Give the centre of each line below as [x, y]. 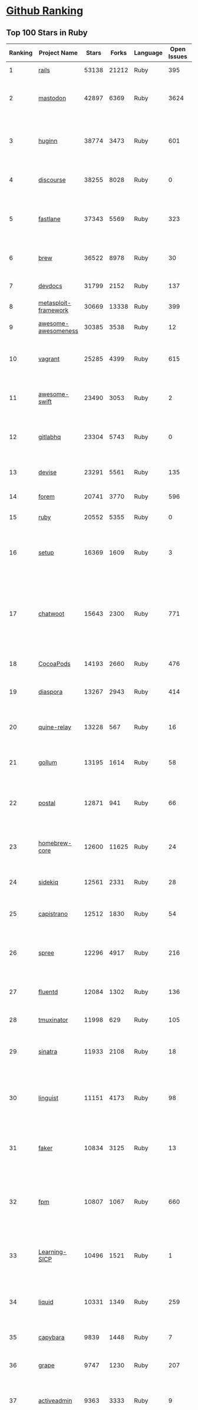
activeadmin [55, 1401]
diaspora [50, 692]
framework [53, 310]
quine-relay [55, 727]
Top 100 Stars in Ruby [47, 33]
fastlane [49, 219]
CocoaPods [54, 664]
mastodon [52, 98]
